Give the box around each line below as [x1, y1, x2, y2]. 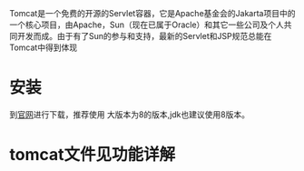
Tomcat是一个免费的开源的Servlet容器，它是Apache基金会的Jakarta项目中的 [9, 8, 296, 18]
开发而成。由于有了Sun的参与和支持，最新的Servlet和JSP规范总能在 [16, 31, 272, 41]
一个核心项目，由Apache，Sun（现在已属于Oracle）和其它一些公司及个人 [9, 19, 284, 30]
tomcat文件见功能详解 [9, 145, 175, 166]
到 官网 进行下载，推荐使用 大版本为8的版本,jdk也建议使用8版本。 [9, 108, 250, 120]
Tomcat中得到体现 [9, 42, 78, 53]
